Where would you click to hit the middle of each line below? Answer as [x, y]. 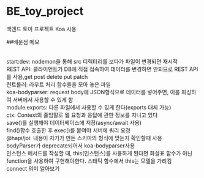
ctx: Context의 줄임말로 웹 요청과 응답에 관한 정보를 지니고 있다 [82, 115]
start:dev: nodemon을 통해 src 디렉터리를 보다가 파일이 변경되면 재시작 [92, 61]
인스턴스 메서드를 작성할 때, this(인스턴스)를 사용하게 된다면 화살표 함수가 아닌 [100, 153]
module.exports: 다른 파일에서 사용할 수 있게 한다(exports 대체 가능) [89, 107]
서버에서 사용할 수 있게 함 [43, 100]
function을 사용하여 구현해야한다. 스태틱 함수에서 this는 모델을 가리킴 [89, 161]
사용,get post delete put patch [50, 76]
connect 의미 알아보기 [33, 168]
